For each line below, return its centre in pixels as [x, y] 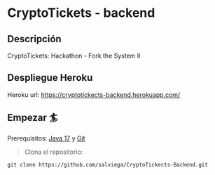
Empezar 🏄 [33, 118]
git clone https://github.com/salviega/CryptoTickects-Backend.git [108, 164]
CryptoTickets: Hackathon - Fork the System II [74, 56]
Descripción [34, 39]
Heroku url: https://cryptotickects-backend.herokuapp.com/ [94, 95]
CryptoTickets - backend [81, 13]
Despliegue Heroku [50, 78]
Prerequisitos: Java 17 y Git [46, 138]
